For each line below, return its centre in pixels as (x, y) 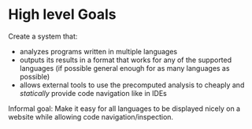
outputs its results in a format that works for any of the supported (126, 60)
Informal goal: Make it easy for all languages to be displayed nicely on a (124, 109)
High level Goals (62, 15)
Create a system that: (43, 36)
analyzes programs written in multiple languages (98, 51)
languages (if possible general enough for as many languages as (124, 68)
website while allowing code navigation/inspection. (91, 116)
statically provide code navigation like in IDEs (93, 93)
